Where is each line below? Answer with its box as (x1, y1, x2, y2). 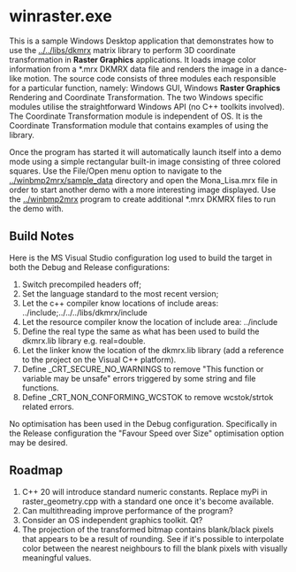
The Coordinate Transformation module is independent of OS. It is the (9, 111, 263, 121)
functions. (21, 383, 59, 393)
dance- (260, 64, 288, 74)
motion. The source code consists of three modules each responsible (23, 73, 277, 83)
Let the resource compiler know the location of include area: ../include (21, 316, 278, 327)
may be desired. (9, 437, 68, 448)
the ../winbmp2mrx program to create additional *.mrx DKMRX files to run (9, 193, 277, 205)
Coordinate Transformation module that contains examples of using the (9, 120, 269, 130)
